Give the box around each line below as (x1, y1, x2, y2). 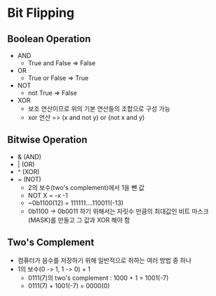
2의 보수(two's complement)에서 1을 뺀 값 (27, 183, 145, 191)
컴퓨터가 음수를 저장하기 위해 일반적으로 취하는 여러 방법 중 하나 (17, 256, 191, 264)
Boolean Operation (7, 33, 91, 45)
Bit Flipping (7, 5, 75, 21)
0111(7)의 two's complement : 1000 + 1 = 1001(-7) (27, 274, 169, 282)
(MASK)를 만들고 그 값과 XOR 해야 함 (27, 215, 130, 224)
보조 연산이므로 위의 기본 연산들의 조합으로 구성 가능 (27, 105, 170, 113)
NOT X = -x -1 (27, 191, 68, 199)
